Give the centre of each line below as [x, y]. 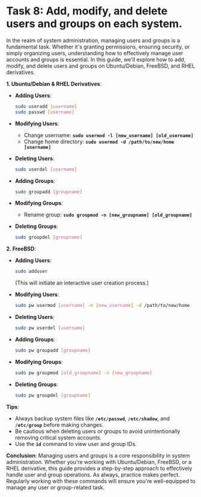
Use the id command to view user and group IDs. [76, 444]
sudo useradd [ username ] [46, 106]
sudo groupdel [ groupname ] [49, 237]
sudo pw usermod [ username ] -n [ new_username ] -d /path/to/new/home [102, 306]
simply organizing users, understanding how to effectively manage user [95, 53]
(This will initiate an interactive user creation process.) [82, 283]
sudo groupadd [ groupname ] [49, 192]
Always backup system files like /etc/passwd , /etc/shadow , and [92, 418]
